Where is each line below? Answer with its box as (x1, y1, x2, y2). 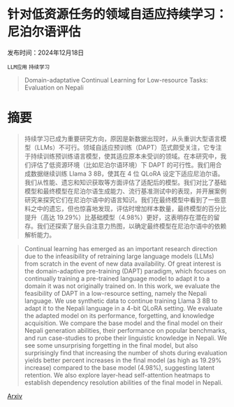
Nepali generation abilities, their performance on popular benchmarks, (24, 326, 227, 334)
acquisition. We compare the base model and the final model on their (24, 319, 224, 327)
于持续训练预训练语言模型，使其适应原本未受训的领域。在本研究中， (24, 152, 221, 160)
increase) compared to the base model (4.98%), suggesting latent (24, 363, 215, 371)
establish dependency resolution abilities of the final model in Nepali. (24, 378, 224, 387)
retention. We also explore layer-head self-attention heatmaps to (24, 371, 211, 379)
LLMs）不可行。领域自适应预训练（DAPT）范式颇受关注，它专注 (36, 143, 222, 151)
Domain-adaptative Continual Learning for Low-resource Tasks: (24, 76, 208, 84)
